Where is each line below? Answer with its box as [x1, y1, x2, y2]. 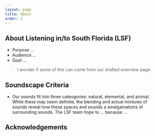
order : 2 [5, 16, 23, 21]
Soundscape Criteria [5, 81, 69, 89]
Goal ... [12, 57, 27, 63]
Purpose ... [12, 47, 35, 53]
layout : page [5, 7, 32, 12]
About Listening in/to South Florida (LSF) [5, 34, 131, 42]
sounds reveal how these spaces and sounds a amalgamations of [12, 104, 143, 110]
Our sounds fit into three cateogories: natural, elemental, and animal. [12, 94, 150, 100]
